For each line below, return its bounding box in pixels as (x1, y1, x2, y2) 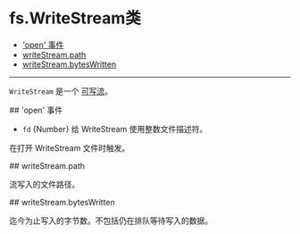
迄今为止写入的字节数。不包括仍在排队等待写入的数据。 (9, 215, 212, 226)
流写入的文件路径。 (9, 179, 80, 189)
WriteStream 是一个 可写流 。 (9, 86, 113, 96)
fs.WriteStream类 (9, 8, 141, 29)
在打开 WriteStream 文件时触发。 (9, 142, 130, 153)
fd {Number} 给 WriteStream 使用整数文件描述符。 (21, 123, 208, 134)
